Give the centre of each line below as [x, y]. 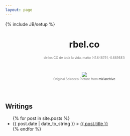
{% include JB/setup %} [30, 24]
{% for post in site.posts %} [41, 118]
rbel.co [84, 44]
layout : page [19, 10]
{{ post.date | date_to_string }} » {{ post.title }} [60, 124]
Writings [19, 106]
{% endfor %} [27, 129]
